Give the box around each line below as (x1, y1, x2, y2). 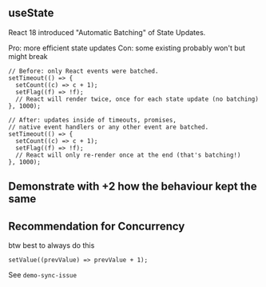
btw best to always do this (8, 241, 95, 250)
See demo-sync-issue (8, 270, 77, 280)
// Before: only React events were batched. (8, 67, 159, 75)
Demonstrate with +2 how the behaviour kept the (8, 180, 257, 193)
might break (8, 51, 48, 61)
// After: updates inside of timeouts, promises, (8, 116, 177, 124)
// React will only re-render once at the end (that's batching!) (15, 151, 241, 159)
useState (8, 6, 54, 20)
